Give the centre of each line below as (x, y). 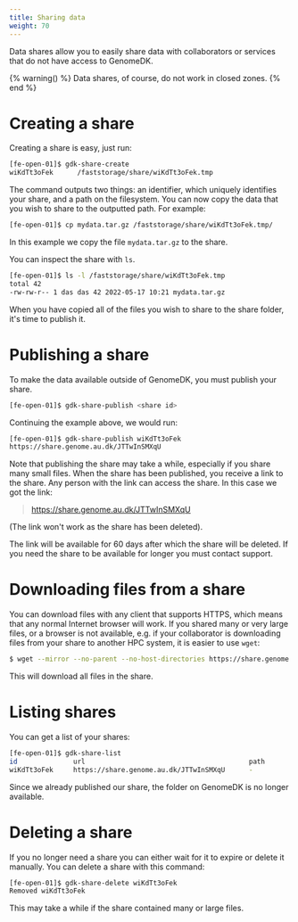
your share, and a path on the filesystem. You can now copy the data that (144, 199)
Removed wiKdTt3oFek (48, 891)
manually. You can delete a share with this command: (107, 867)
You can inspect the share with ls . (72, 259)
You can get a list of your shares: (70, 737)
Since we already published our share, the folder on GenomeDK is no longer (149, 786)
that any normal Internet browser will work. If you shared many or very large (149, 624)
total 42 (25, 284)
